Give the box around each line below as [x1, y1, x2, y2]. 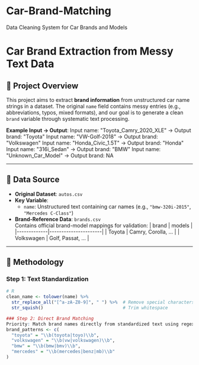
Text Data [6, 57, 54, 71]
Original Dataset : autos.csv [14, 190, 83, 197]
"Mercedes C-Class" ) [23, 209, 74, 216]
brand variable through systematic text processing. [6, 115, 130, 122]
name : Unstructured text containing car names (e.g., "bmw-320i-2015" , [23, 203, 191, 210]
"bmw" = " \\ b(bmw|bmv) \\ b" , [11, 343, 81, 349]
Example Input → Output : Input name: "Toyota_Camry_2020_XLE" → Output [6, 126, 191, 134]
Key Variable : [14, 197, 49, 204]
